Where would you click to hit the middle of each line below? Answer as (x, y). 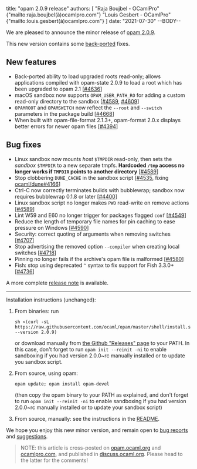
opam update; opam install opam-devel (62, 384)
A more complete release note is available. (57, 283)
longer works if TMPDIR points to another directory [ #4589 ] (86, 171)
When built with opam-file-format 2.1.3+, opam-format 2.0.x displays (97, 120)
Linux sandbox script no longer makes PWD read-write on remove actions (102, 203)
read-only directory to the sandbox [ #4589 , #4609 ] (77, 101)
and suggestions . (27, 436)
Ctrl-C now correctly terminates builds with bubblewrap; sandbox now (99, 190)
